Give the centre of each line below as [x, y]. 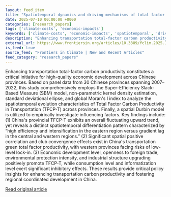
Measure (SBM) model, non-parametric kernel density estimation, [88, 93]
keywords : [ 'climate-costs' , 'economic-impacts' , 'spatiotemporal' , [79, 34]
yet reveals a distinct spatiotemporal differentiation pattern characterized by [85, 125]
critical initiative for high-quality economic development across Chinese [81, 77]
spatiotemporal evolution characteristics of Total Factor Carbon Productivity [85, 104]
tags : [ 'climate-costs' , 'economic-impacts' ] [54, 29]
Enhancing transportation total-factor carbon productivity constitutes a [80, 72]
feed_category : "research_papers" [42, 57]
